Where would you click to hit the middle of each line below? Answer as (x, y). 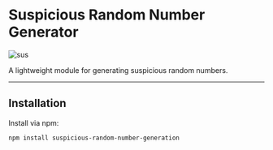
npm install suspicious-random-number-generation (94, 138)
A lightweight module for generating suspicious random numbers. (118, 70)
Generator (43, 32)
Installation (37, 103)
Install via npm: (34, 122)
